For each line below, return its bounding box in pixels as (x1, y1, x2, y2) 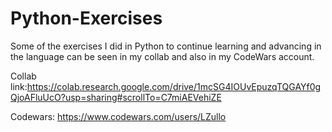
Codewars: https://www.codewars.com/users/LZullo (10, 110, 227, 122)
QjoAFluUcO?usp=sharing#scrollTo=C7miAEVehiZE (10, 91, 222, 103)
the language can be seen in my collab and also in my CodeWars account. (10, 50, 315, 62)
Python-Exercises (10, 7, 163, 30)
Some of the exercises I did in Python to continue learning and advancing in (10, 40, 322, 52)
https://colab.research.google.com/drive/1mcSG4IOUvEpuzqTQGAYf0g (26, 80, 322, 92)
